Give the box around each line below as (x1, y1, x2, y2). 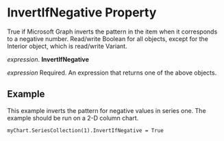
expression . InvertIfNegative (7, 55, 89, 63)
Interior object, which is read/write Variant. (7, 42, 128, 50)
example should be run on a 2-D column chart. (7, 114, 139, 122)
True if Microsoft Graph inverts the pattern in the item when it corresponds (7, 27, 218, 36)
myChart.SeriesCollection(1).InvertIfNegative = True (7, 127, 164, 134)
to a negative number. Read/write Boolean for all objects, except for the (7, 34, 209, 42)
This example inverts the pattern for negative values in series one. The (7, 106, 207, 114)
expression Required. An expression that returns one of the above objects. (7, 68, 217, 77)
